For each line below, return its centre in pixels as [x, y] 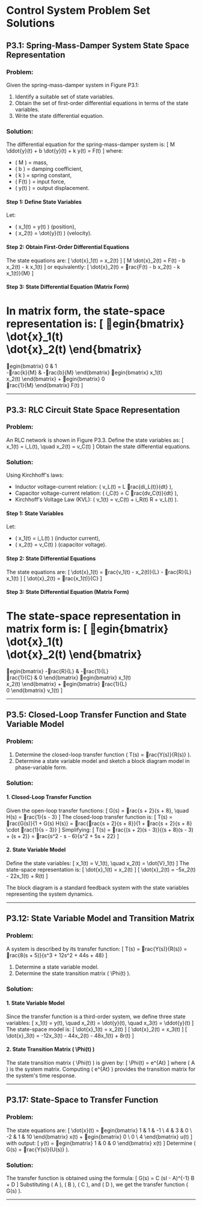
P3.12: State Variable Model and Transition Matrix [100, 918]
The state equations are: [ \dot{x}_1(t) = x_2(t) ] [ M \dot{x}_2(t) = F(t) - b [96, 260]
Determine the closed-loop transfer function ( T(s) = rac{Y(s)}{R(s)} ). [103, 755]
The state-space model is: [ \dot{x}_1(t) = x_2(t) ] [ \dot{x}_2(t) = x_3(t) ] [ [97, 1029]
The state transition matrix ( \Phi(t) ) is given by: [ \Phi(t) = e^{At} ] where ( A [101, 1063]
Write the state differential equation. [59, 115]
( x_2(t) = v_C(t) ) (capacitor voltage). [61, 545]
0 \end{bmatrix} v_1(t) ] [35, 690]
